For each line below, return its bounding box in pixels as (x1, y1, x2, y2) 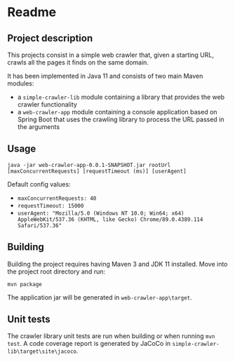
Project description (7, 32, 93, 44)
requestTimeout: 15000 (17, 202, 84, 209)
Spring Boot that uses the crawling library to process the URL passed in (17, 115, 224, 123)
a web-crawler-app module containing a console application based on (17, 108, 217, 116)
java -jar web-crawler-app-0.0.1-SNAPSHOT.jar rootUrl (7, 161, 171, 168)
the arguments (17, 123, 60, 130)
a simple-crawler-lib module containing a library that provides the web (17, 93, 225, 101)
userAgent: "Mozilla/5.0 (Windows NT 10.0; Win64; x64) (17, 210, 184, 217)
